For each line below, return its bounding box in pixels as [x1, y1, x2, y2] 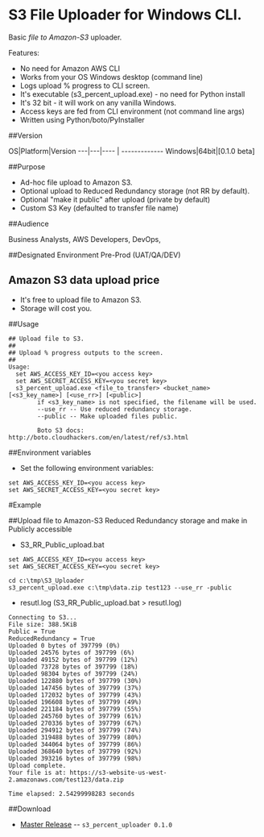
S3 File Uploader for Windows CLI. [8, 6, 242, 24]
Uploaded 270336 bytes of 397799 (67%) [8, 719, 142, 727]
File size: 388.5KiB [8, 620, 78, 628]
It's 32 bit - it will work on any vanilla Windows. [19, 98, 177, 107]
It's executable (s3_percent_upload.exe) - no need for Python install [19, 89, 245, 98]
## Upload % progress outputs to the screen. [8, 348, 163, 356]
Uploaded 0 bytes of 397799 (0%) [8, 641, 121, 650]
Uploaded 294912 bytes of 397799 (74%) [8, 726, 142, 735]
